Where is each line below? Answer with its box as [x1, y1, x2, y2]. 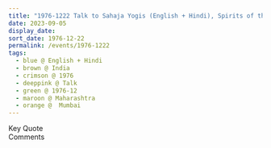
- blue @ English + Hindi [15, 57, 103, 65]
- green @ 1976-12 [15, 86, 78, 95]
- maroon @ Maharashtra [15, 94, 95, 102]
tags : [8, 49, 27, 57]
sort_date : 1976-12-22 [8, 34, 85, 43]
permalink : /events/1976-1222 [8, 42, 110, 50]
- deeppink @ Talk [15, 79, 78, 87]
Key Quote [8, 124, 44, 134]
